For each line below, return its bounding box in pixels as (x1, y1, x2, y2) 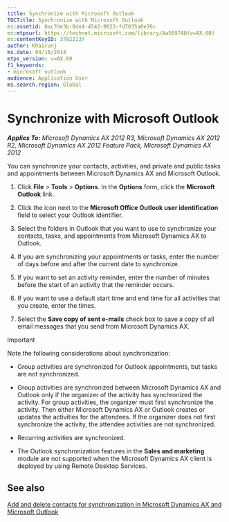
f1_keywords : (7, 62, 45, 69)
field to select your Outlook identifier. (17, 211, 123, 219)
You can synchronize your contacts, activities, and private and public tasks (7, 162, 221, 171)
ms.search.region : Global (7, 81, 82, 88)
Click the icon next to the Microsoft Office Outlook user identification (17, 204, 219, 212)
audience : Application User (7, 74, 89, 82)
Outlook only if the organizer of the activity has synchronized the (17, 391, 203, 399)
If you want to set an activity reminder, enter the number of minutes (17, 273, 210, 281)
